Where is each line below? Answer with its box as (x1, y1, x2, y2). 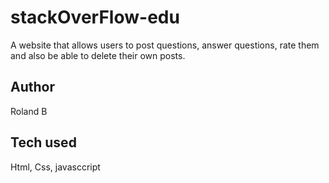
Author (10, 79, 55, 96)
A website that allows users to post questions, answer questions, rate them (10, 39, 320, 51)
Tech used (10, 134, 77, 151)
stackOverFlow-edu (10, 6, 180, 29)
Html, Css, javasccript (10, 161, 101, 173)
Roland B (10, 105, 48, 117)
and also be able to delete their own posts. (10, 49, 186, 61)
